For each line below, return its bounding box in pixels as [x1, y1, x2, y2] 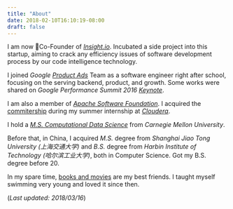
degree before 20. [7, 159, 59, 168]
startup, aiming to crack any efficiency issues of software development [7, 50, 212, 58]
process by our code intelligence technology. [7, 58, 138, 66]
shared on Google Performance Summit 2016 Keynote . [7, 86, 164, 95]
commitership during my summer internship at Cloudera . [7, 107, 171, 116]
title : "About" [7, 10, 52, 18]
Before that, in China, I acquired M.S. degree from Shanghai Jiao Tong [7, 134, 211, 142]
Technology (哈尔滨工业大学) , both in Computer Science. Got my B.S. [7, 151, 206, 160]
